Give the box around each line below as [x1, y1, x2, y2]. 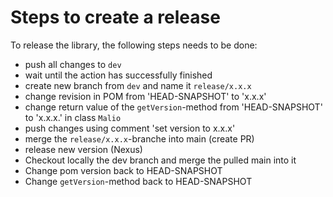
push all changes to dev [24, 58, 122, 70]
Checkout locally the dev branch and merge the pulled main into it [24, 154, 297, 166]
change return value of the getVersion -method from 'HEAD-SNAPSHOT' [24, 101, 323, 113]
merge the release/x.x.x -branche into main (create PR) [24, 132, 255, 145]
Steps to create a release [10, 6, 221, 29]
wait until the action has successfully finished [24, 69, 213, 81]
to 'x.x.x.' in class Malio [24, 111, 122, 123]
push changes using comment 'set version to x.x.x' [24, 122, 236, 134]
